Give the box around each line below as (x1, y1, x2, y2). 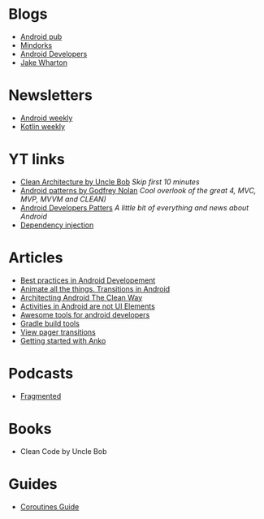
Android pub (19, 32, 63, 41)
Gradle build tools (19, 318, 80, 328)
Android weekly (19, 113, 73, 123)
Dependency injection (19, 220, 94, 230)
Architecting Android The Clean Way (19, 292, 143, 302)
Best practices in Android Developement (19, 275, 156, 285)
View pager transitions (19, 327, 96, 337)
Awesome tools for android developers (19, 309, 150, 319)
